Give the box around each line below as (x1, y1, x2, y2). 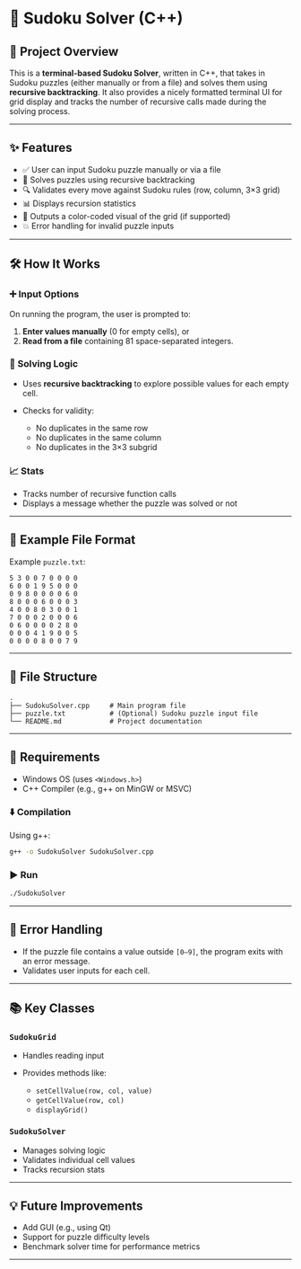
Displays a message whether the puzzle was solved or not (21, 498, 237, 509)
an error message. (21, 955, 91, 966)
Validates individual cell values (21, 1154, 136, 1165)
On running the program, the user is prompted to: (9, 308, 191, 319)
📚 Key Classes (9, 1001, 96, 1016)
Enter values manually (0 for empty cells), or (21, 325, 190, 336)
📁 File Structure (9, 670, 98, 685)
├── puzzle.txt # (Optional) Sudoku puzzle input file (9, 709, 258, 718)
